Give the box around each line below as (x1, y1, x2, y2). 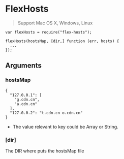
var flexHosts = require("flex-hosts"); (5, 29, 92, 35)
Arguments (5, 61, 42, 70)
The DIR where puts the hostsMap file (5, 148, 84, 154)
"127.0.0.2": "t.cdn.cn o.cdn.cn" (10, 110, 83, 115)
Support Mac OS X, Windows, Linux (17, 20, 93, 26)
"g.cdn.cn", (14, 97, 40, 102)
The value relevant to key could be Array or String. (12, 123, 118, 130)
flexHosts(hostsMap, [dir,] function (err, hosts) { (5, 39, 119, 44)
